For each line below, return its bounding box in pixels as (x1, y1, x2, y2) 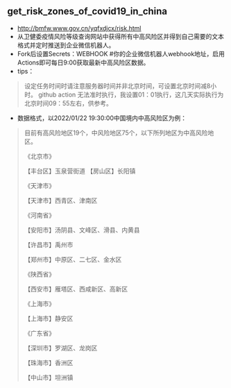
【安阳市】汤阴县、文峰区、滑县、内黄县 (24, 226, 140, 234)
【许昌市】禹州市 (24, 240, 74, 248)
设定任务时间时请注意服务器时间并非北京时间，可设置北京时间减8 (24, 81, 211, 90)
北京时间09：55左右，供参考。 (24, 99, 112, 107)
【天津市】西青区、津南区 (24, 196, 98, 204)
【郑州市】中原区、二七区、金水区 (24, 255, 122, 263)
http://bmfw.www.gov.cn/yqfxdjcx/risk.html (17, 24, 142, 32)
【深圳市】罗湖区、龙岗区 (24, 344, 98, 352)
